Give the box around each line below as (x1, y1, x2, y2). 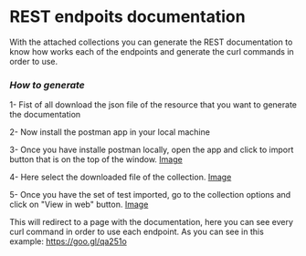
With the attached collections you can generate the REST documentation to (9, 36, 293, 47)
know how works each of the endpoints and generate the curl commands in (9, 46, 294, 56)
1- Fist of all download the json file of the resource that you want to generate (9, 99, 297, 110)
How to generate (9, 78, 85, 91)
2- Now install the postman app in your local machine (9, 127, 210, 138)
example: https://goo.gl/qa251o (9, 236, 128, 247)
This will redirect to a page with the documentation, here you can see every (9, 217, 294, 228)
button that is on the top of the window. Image (9, 154, 183, 165)
